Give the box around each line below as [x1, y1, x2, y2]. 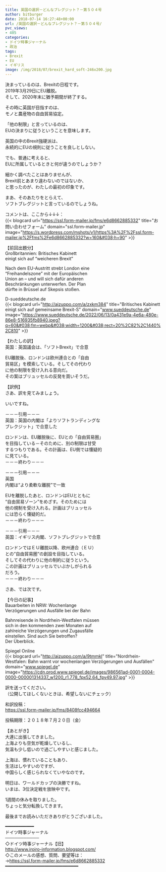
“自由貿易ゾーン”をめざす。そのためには [5, 499, 87, 505]
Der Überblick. [5, 639, 35, 644]
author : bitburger [5, 12, 43, 17]
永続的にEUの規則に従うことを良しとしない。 [5, 145, 98, 150]
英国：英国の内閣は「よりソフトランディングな [5, 418, 101, 423]
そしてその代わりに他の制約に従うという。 [5, 557, 92, 563]
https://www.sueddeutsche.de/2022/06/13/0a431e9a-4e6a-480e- [22, 312, 159, 318]
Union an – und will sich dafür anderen [5, 276, 84, 282]
